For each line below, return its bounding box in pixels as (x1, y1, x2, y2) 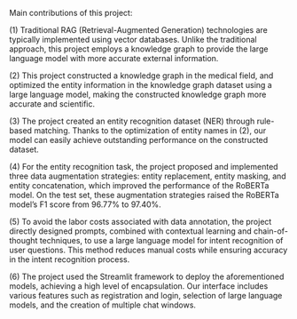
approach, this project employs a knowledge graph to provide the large (9, 44, 269, 54)
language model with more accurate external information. (9, 53, 219, 63)
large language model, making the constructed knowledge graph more (9, 89, 267, 100)
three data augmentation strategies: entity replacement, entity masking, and (9, 171, 286, 181)
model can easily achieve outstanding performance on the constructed (9, 135, 269, 145)
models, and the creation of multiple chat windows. (9, 299, 197, 310)
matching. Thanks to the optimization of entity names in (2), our (34, 125, 267, 136)
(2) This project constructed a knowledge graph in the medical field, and (9, 70, 274, 81)
